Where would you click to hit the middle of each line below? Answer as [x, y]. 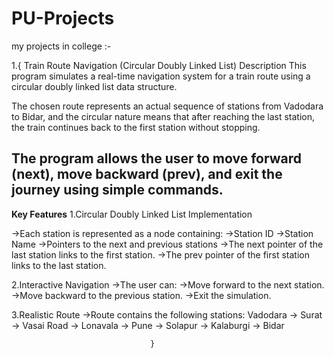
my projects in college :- [61, 46]
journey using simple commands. [117, 190]
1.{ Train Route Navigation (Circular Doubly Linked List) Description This [159, 65]
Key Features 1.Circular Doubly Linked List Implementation [132, 214]
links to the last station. [59, 265]
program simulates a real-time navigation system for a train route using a [161, 76]
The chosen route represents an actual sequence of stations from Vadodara [167, 106]
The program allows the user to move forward [156, 158]
